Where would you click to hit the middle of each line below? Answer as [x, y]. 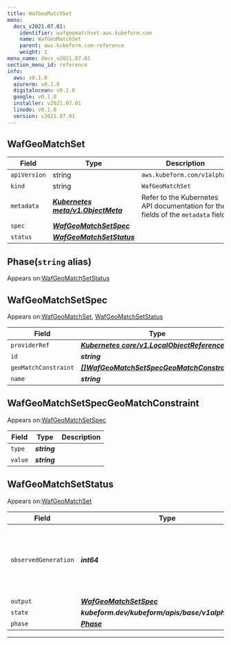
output [21, 601]
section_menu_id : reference [47, 65]
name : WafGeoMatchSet [50, 39]
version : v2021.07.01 [44, 116]
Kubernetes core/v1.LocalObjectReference [153, 346]
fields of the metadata [176, 215]
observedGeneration [42, 560]
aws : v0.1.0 [31, 78]
